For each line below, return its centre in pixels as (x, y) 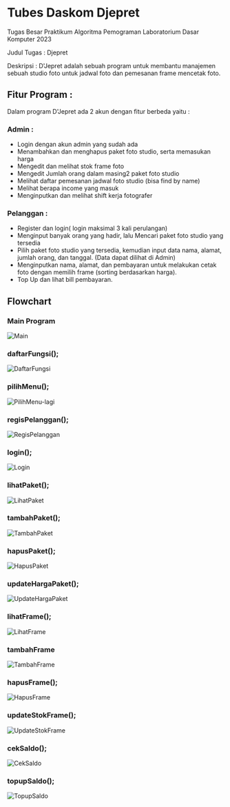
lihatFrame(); (29, 617)
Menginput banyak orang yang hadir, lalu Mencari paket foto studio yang (120, 236)
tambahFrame (31, 649)
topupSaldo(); (31, 781)
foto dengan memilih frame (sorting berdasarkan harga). (97, 272)
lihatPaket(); (28, 485)
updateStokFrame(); (42, 715)
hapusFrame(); (33, 682)
